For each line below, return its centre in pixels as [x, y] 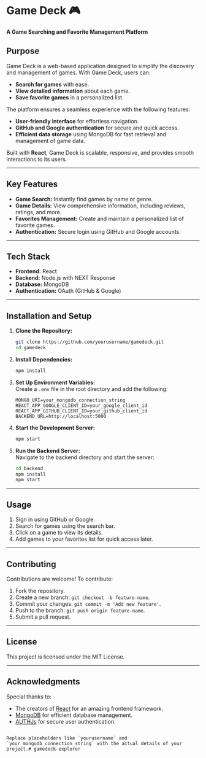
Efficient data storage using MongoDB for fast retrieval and [91, 134]
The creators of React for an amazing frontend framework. [89, 708]
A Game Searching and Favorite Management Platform [77, 32]
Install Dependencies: [44, 359]
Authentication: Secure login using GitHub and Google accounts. [98, 231]
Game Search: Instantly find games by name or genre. [84, 199]
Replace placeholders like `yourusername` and [67, 738]
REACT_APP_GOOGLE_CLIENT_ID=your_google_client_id [81, 405]
